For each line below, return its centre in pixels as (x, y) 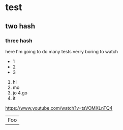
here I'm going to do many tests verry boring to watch (62, 51)
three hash (19, 41)
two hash (20, 26)
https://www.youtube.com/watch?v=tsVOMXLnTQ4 (59, 108)
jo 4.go (20, 92)
